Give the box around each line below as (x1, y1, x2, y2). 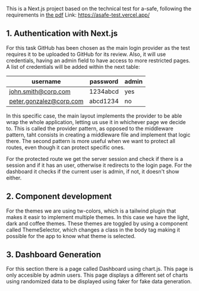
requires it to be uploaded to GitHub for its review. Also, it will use (6, 50, 166, 58)
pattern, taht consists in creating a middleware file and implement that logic (6, 131, 191, 138)
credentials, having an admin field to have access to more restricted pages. (6, 56, 191, 64)
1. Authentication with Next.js (6, 29, 118, 39)
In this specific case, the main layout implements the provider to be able (6, 112, 182, 119)
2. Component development (6, 191, 112, 201)
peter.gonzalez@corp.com (9, 97, 84, 105)
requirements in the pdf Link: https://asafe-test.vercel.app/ (6, 11, 150, 18)
